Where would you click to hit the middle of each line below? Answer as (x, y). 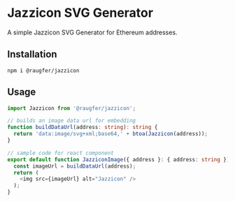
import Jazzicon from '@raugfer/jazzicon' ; (72, 108)
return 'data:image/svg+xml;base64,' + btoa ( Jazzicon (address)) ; (111, 134)
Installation (32, 54)
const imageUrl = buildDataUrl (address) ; (75, 166)
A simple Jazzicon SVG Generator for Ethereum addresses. (92, 32)
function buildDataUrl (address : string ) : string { (83, 128)
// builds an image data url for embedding (72, 121)
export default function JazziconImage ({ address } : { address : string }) (119, 159)
